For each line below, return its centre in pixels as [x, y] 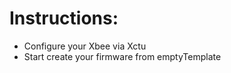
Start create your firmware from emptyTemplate [122, 56]
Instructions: [64, 18]
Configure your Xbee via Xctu [85, 46]
